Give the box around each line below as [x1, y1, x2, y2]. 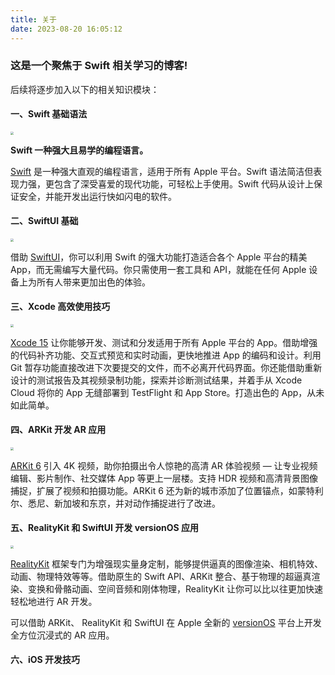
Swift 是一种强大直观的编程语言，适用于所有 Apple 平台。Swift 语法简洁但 [10, 165, 314, 177]
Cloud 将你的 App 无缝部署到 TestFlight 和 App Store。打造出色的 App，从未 [10, 386, 325, 398]
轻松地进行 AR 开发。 [10, 595, 98, 607]
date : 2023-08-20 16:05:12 [10, 24, 123, 34]
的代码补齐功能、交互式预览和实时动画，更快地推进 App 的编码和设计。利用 [10, 349, 322, 361]
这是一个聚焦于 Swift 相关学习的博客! [10, 59, 188, 73]
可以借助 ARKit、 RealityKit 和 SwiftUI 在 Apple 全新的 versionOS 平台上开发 [10, 616, 322, 628]
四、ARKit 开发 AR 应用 [10, 424, 107, 436]
